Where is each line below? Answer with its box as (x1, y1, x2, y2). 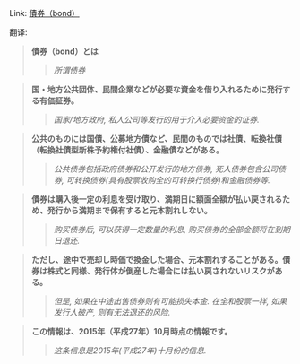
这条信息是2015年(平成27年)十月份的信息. (53, 345, 207, 356)
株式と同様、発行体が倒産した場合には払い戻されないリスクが (47, 265, 275, 276)
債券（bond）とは (30, 46, 99, 56)
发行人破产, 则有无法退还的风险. (53, 308, 171, 317)
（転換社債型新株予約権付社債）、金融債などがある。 (30, 144, 224, 155)
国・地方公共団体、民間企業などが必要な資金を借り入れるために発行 (30, 84, 283, 94)
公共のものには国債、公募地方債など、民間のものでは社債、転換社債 (30, 134, 283, 143)
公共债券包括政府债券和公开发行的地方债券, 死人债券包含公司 (53, 164, 279, 174)
